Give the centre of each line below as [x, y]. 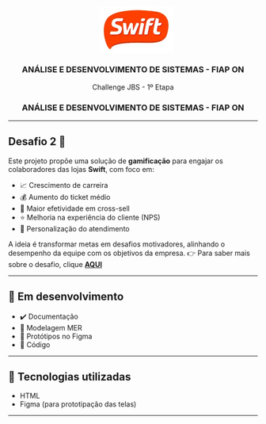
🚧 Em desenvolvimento [66, 297]
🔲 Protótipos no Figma [56, 336]
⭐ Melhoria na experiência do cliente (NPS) [90, 217]
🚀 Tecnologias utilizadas [70, 377]
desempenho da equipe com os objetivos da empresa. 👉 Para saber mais [129, 253]
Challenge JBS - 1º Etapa [133, 87]
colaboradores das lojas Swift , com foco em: [81, 169]
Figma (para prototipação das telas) [78, 404]
